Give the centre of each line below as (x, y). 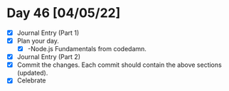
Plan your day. (38, 41)
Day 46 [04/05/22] (64, 13)
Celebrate (32, 80)
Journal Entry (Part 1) (48, 33)
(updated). (32, 73)
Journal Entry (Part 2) (49, 57)
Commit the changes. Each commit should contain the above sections (119, 65)
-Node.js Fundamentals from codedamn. (87, 49)
